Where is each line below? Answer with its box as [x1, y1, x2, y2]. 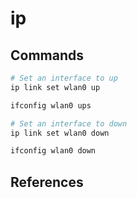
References [10, 173, 84, 191]
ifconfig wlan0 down [10, 146, 97, 156]
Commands [10, 47, 85, 64]
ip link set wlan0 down [10, 128, 110, 138]
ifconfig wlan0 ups [10, 100, 92, 111]
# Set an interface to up [10, 73, 118, 83]
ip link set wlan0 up [10, 82, 101, 92]
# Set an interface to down [10, 118, 128, 129]
